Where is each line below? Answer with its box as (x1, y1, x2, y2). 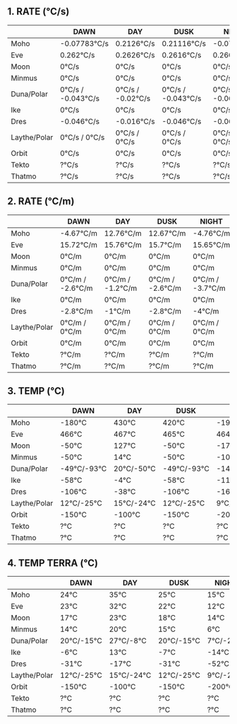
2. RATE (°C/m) (7, 195, 75, 207)
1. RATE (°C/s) (7, 6, 70, 18)
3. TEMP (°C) (7, 385, 66, 397)
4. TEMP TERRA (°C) (7, 557, 99, 569)
